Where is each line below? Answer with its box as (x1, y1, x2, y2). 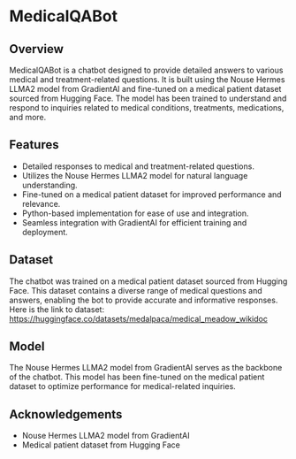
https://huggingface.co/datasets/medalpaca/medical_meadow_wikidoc (9, 313, 268, 324)
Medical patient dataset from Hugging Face (21, 440, 181, 450)
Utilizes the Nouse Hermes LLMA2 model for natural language (21, 170, 248, 180)
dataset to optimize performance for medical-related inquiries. (9, 381, 236, 392)
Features (9, 137, 59, 152)
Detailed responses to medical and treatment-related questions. (21, 161, 254, 172)
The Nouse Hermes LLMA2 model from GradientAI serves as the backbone (9, 363, 283, 373)
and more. (9, 112, 47, 122)
